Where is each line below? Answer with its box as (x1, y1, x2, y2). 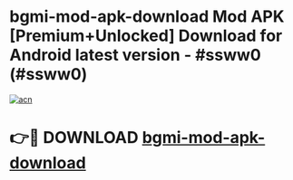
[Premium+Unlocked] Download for (9, 25, 283, 46)
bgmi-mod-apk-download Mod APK (9, 6, 285, 27)
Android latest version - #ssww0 (9, 45, 261, 65)
